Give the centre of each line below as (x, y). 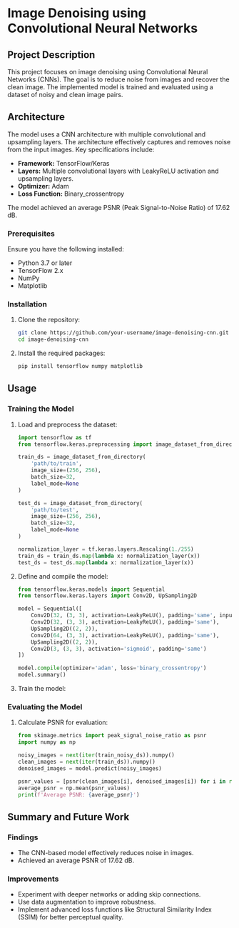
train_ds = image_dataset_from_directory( (82, 457)
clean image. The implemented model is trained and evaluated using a (111, 87)
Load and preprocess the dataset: (67, 424)
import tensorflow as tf (55, 437)
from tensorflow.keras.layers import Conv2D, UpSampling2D (107, 596)
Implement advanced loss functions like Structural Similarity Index (115, 909)
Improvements (33, 879)
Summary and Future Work (68, 817)
